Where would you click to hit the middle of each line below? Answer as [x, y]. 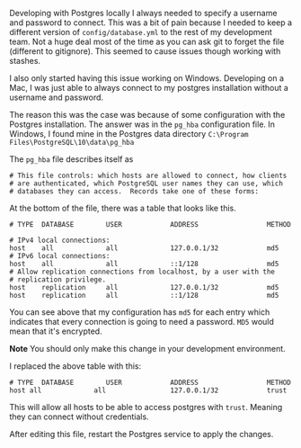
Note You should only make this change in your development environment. [147, 349]
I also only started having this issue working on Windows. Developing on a [147, 78]
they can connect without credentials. [80, 417]
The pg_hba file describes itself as [71, 159]
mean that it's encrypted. [56, 331]
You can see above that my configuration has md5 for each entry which [140, 312]
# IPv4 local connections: [60, 240]
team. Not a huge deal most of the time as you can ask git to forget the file [147, 41]
